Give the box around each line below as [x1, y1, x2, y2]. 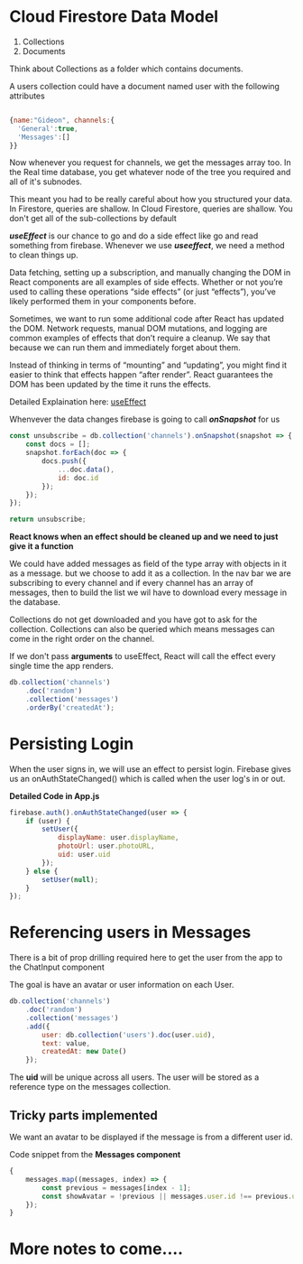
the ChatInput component [9, 962, 106, 972]
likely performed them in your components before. [9, 296, 197, 307]
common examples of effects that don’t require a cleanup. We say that [9, 332, 271, 344]
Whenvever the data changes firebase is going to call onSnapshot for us [9, 414, 280, 425]
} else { [25, 867, 59, 876]
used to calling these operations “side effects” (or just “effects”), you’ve [9, 286, 277, 297]
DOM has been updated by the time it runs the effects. [9, 379, 212, 390]
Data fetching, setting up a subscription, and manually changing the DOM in [9, 267, 291, 278]
